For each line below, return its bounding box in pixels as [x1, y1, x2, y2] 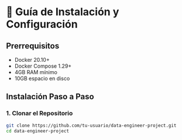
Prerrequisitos [6, 41, 60, 51]
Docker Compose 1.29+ [14, 62, 72, 69]
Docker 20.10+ [14, 57, 50, 63]
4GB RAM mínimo [14, 69, 57, 75]
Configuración [6, 17, 78, 31]
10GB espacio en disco [14, 75, 70, 82]
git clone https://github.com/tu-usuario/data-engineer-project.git [6, 123, 177, 128]
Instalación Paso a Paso [6, 92, 95, 101]
